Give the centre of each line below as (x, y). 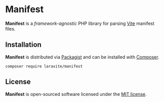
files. (10, 28)
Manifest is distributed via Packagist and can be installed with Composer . (82, 57)
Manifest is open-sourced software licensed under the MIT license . (76, 94)
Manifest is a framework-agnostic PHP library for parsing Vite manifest (80, 23)
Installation (23, 45)
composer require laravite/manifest (44, 66)
